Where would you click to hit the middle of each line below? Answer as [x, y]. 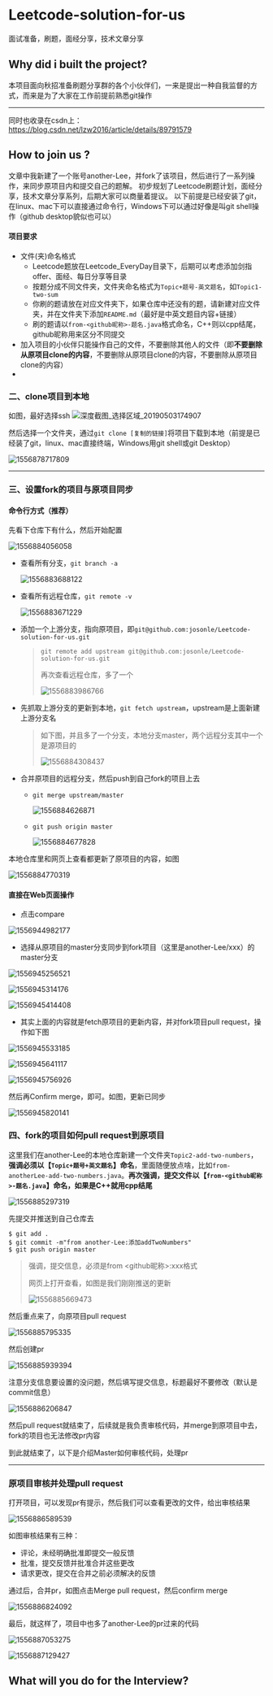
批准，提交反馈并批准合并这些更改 [77, 1563]
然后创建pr [26, 1349]
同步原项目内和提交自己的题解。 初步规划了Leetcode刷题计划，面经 [143, 185]
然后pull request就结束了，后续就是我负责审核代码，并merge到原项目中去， [135, 1425]
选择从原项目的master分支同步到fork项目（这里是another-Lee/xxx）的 [137, 947]
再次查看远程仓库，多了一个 [87, 675]
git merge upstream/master [78, 796]
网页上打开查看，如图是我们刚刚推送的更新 [100, 1283]
